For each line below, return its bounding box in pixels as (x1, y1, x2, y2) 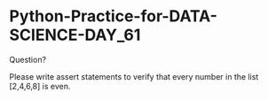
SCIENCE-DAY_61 (9, 25, 141, 45)
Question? (9, 54, 47, 65)
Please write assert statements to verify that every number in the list (9, 71, 259, 81)
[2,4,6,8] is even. (9, 81, 71, 91)
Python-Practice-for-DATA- (9, 6, 217, 27)
